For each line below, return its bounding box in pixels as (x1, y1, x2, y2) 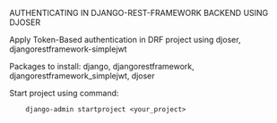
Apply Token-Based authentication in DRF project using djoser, (9, 35, 241, 45)
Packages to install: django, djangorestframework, (9, 61, 195, 71)
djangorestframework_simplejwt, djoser (9, 70, 155, 81)
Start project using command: (9, 88, 119, 98)
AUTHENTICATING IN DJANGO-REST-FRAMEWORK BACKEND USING (9, 8, 269, 18)
